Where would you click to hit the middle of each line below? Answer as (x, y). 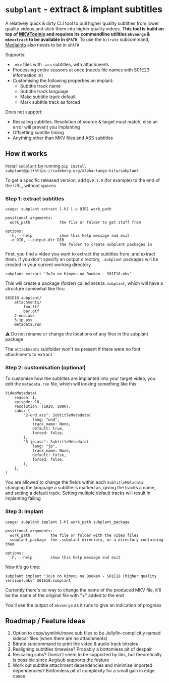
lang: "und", (46, 420)
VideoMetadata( (21, 393)
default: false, (49, 455)
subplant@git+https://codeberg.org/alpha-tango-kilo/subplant (72, 170)
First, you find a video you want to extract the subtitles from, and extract (80, 254)
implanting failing (23, 498)
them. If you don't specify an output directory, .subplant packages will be (82, 260)
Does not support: (24, 112)
